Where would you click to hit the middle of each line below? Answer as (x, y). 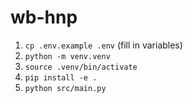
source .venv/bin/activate (81, 67)
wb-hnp (44, 17)
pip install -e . (61, 77)
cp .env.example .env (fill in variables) (103, 45)
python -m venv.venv (67, 56)
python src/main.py (65, 88)
